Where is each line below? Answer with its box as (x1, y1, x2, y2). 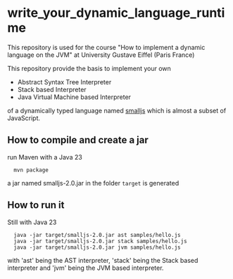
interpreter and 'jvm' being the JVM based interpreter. (7, 264, 164, 272)
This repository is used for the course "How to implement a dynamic (7, 43, 206, 51)
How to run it (7, 199, 65, 212)
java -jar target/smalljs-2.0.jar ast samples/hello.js (13, 231, 181, 238)
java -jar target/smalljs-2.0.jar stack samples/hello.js (13, 238, 188, 245)
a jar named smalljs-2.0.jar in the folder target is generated (7, 179, 180, 187)
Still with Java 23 (7, 218, 57, 226)
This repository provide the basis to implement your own (7, 64, 171, 72)
